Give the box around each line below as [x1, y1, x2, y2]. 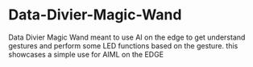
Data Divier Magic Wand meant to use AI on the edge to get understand [8, 32, 246, 42]
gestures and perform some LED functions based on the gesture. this [8, 40, 238, 50]
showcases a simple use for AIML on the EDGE [8, 49, 164, 59]
